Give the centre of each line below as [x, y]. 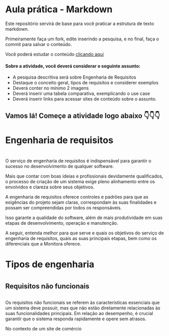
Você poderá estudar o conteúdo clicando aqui [55, 54]
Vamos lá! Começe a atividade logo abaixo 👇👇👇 [83, 116]
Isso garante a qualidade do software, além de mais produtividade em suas [84, 218]
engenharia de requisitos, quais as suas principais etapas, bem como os [81, 238]
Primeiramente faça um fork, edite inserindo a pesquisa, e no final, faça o [82, 39]
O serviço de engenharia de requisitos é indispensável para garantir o [78, 161]
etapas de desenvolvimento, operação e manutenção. [62, 223]
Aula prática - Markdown [59, 9]
